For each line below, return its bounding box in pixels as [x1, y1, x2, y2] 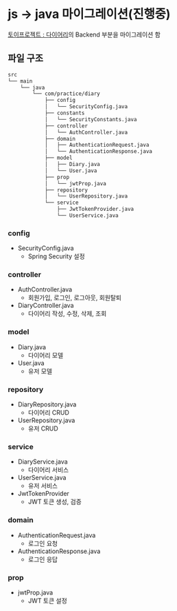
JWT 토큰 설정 [27, 597, 67, 605]
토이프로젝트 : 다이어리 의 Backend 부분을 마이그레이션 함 [8, 30, 161, 39]
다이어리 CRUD [27, 408, 69, 417]
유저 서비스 [27, 481, 58, 490]
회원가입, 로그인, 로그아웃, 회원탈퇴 [27, 293, 122, 302]
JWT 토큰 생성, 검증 [27, 497, 82, 506]
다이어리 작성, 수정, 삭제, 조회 [27, 309, 107, 318]
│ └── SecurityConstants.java [44, 116, 137, 123]
